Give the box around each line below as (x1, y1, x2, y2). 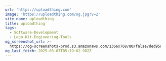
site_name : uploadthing (5, 16, 54, 21)
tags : (5, 26, 16, 30)
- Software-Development (9, 30, 58, 35)
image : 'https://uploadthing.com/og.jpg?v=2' (5, 12, 100, 17)
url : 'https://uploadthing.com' (5, 7, 72, 12)
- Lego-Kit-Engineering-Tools (9, 35, 72, 40)
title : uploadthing (5, 21, 45, 26)
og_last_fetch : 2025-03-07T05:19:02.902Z (5, 48, 92, 53)
